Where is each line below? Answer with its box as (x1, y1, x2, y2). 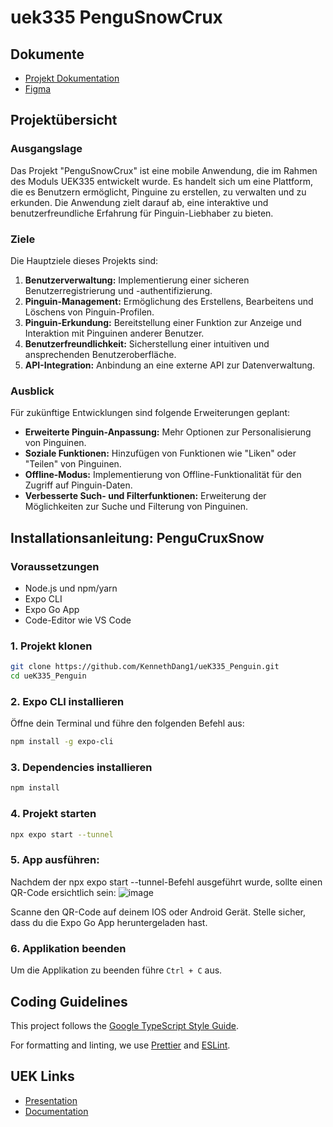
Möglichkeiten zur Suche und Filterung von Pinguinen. (24, 501, 249, 513)
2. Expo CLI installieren (10, 694, 125, 708)
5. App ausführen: (10, 853, 100, 867)
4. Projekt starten (10, 807, 97, 821)
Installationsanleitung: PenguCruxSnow (10, 529, 265, 546)
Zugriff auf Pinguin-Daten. (24, 479, 133, 491)
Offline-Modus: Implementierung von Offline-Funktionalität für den (24, 469, 302, 481)
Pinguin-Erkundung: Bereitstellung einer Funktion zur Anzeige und (24, 316, 302, 328)
